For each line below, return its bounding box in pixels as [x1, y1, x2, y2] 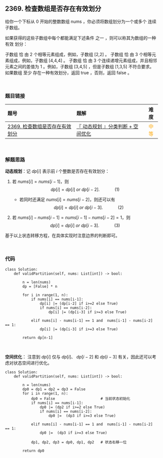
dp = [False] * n [22, 284, 57, 289]
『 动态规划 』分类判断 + [76, 123, 132, 130]
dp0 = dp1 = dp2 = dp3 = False [22, 387, 86, 392]
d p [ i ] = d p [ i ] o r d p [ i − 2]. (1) [50, 187, 120, 193]
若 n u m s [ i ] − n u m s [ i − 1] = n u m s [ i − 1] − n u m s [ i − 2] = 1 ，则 [12, 215, 131, 220]
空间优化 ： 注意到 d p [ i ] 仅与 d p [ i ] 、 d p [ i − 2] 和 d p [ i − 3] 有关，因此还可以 [5, 354, 152, 359]
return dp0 [22, 448, 45, 453]
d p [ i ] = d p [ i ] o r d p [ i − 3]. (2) [53, 204, 124, 211]
